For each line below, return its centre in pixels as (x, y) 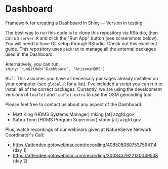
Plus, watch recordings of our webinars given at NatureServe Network (78, 129)
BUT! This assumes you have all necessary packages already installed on (82, 78)
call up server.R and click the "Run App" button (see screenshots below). (82, 38)
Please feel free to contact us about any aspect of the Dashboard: (74, 104)
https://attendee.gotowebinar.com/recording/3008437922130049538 (85, 155)
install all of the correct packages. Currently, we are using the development (83, 89)
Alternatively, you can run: (33, 64)
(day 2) (20, 161)
